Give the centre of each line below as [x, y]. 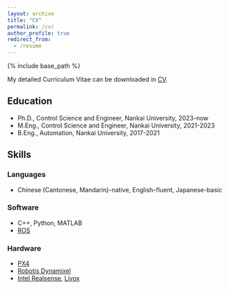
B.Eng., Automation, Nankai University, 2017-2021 [88, 132]
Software [23, 208]
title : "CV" [24, 20]
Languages [27, 175]
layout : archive [31, 14]
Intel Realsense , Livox [48, 279]
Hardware [24, 248]
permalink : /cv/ [31, 26]
